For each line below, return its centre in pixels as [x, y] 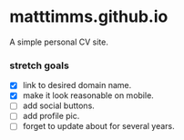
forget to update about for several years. [98, 126]
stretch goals [40, 65]
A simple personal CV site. [59, 42]
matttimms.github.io [89, 17]
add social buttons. [59, 105]
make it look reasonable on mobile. [88, 95]
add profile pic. [51, 116]
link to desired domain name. [77, 85]
